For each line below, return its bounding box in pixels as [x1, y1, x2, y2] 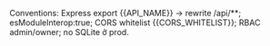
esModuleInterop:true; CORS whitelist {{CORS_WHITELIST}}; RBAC [9, 17, 261, 28]
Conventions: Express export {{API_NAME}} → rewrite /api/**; [9, 8, 242, 18]
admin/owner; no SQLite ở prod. [9, 27, 129, 37]
